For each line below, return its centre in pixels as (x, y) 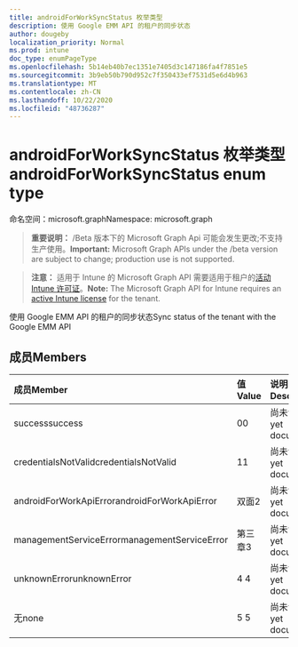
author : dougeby (39, 34)
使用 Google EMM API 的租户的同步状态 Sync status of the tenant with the (143, 317)
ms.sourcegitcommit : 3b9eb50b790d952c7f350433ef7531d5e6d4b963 (129, 76)
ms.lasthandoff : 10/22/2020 (61, 100)
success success (48, 423)
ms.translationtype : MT (53, 84)
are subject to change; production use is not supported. (133, 260)
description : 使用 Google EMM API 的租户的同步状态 (100, 26)
